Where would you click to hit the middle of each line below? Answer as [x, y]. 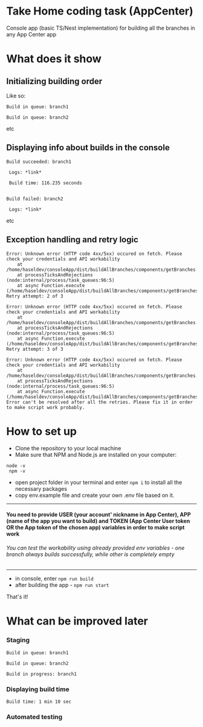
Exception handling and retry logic [72, 240]
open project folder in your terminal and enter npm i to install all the [98, 482]
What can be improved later [77, 621]
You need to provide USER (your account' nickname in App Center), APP [99, 515]
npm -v [17, 471]
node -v [16, 466]
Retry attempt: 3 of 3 [35, 349]
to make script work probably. [46, 407]
